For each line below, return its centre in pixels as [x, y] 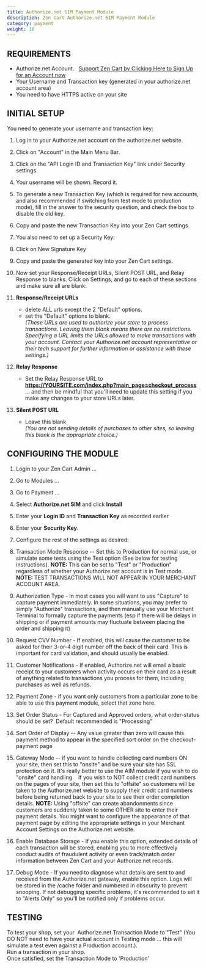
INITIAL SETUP [36, 114]
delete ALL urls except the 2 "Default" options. [83, 309]
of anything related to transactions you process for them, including [100, 678]
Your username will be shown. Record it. [67, 182]
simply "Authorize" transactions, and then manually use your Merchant [105, 609]
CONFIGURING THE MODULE [63, 454]
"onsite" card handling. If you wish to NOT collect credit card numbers [106, 777]
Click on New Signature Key [51, 249]
